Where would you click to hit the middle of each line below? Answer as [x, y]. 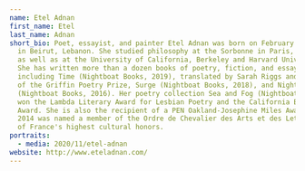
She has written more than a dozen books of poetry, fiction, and [146, 69]
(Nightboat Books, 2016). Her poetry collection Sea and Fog [136, 93]
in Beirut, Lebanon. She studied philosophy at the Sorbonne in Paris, [156, 52]
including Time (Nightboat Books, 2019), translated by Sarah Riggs [150, 77]
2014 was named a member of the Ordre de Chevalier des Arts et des [150, 119]
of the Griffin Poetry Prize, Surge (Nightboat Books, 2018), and [146, 85]
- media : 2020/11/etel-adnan [73, 144]
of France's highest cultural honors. [91, 128]
